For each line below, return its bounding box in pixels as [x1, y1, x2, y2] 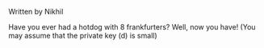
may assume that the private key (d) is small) [8, 31, 157, 40]
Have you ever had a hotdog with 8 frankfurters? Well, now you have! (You [8, 22, 256, 31]
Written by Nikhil [8, 7, 64, 16]
